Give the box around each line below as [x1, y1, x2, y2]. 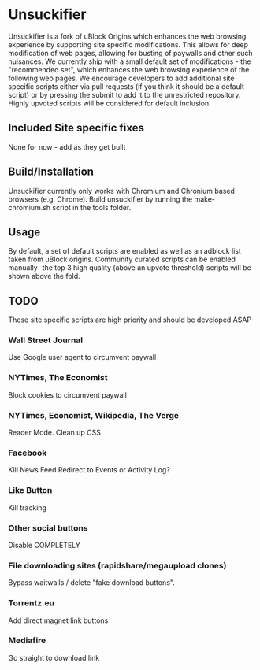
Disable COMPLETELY [8, 540, 81, 550]
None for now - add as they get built [8, 142, 126, 151]
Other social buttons [8, 522, 88, 533]
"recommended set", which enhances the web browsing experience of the [8, 65, 250, 74]
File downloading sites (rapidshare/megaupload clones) [8, 560, 227, 571]
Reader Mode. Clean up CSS [8, 428, 101, 438]
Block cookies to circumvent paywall [8, 390, 128, 399]
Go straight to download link [8, 653, 100, 662]
